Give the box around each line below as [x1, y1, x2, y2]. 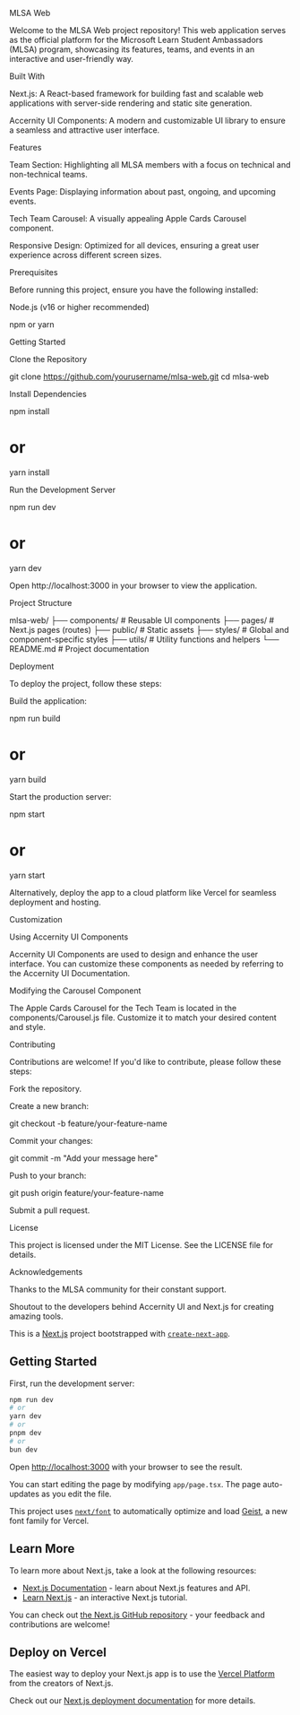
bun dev [9, 1445, 39, 1454]
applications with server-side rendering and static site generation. [9, 98, 253, 108]
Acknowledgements [9, 1266, 83, 1277]
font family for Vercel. [9, 1515, 90, 1526]
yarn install [9, 466, 50, 478]
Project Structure [9, 597, 73, 608]
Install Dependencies [9, 389, 87, 399]
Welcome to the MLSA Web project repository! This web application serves [9, 25, 287, 35]
